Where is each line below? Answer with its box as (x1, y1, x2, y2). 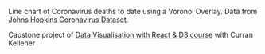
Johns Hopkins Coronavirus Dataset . (8, 15, 129, 24)
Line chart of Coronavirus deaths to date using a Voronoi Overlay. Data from (8, 7, 258, 16)
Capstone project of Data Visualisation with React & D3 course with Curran (8, 31, 253, 39)
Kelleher (8, 38, 36, 48)
